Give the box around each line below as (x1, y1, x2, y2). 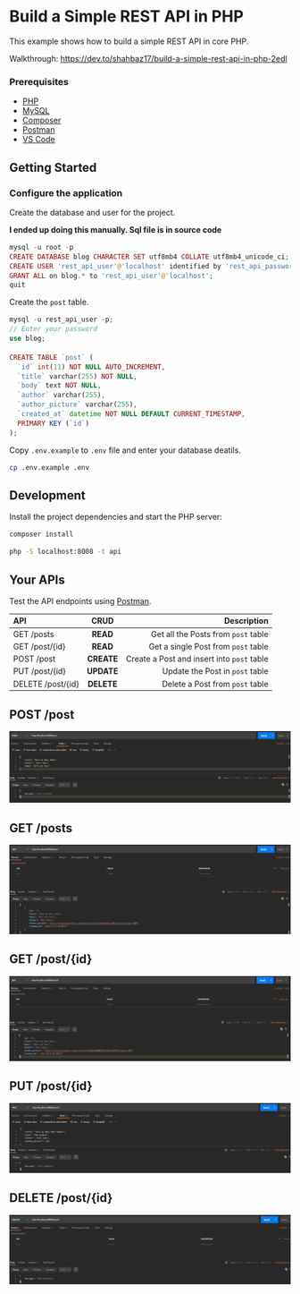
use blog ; (9, 334, 46, 344)
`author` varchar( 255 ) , (17, 391, 105, 400)
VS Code (21, 134, 55, 145)
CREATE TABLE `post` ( (9, 353, 94, 362)
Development (9, 488, 87, 503)
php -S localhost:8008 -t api (9, 548, 122, 557)
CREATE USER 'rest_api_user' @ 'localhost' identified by (9, 261, 221, 270)
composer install (9, 530, 74, 539)
